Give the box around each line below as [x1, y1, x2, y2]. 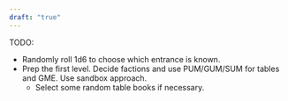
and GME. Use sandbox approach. [21, 72, 148, 83]
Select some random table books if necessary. [34, 82, 205, 92]
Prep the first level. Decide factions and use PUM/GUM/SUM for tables [21, 63, 280, 74]
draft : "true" [9, 12, 62, 22]
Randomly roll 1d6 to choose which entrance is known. [21, 54, 221, 64]
